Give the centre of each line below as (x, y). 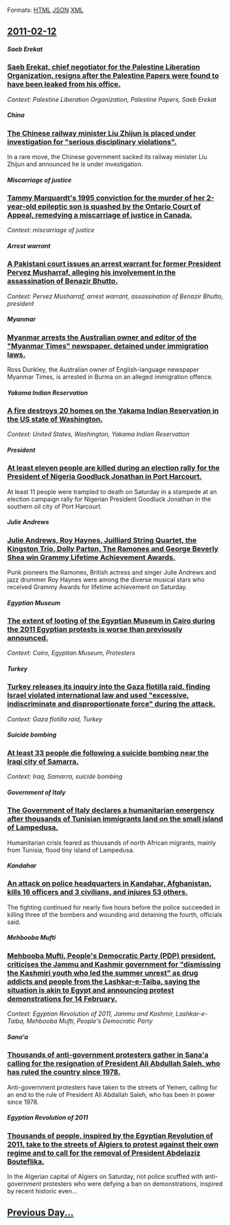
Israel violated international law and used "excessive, (98, 695)
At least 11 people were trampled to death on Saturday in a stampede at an (112, 491)
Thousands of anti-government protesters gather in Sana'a (108, 1055)
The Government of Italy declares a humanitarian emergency (111, 810)
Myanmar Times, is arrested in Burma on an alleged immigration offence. (110, 377)
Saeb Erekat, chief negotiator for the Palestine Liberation (104, 67)
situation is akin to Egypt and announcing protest (91, 990)
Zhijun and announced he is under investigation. (75, 164)
